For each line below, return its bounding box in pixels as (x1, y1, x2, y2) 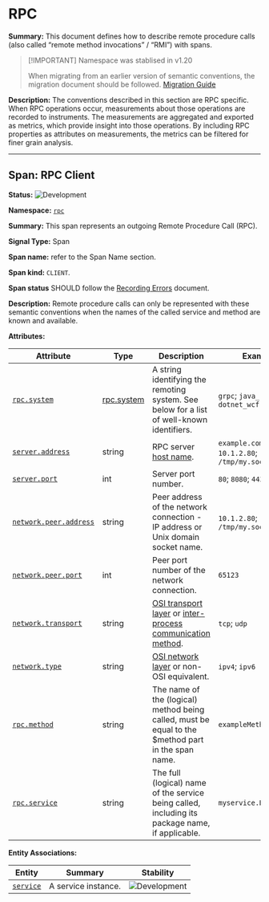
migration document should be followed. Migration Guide (27, 79, 216, 89)
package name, (151, 817, 211, 828)
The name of (151, 684, 200, 695)
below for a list (151, 404, 208, 415)
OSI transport (151, 597, 203, 608)
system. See (151, 394, 199, 405)
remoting (151, 384, 187, 395)
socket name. (151, 541, 203, 552)
